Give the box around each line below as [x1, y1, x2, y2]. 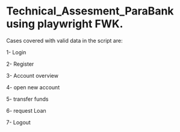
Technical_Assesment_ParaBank [6, 4, 174, 18]
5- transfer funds [6, 95, 49, 102]
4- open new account [6, 83, 60, 91]
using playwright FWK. [6, 17, 123, 31]
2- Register [6, 60, 34, 68]
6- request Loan [6, 107, 46, 114]
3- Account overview [6, 72, 59, 79]
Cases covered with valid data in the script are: [6, 37, 123, 44]
